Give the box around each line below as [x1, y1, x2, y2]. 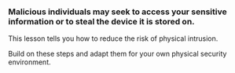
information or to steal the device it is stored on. [8, 16, 195, 27]
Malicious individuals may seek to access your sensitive [8, 6, 227, 17]
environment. [8, 57, 51, 67]
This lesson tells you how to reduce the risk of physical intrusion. [8, 34, 218, 43]
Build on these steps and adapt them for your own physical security [8, 49, 227, 59]
